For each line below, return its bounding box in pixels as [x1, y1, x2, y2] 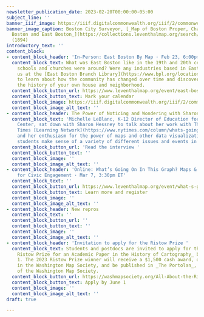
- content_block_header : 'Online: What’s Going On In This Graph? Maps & [6, 167, 197, 173]
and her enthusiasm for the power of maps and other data [17, 133, 167, 139]
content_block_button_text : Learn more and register [12, 189, 148, 195]
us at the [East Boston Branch [17, 71, 97, 77]
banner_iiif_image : [6, 20, 56, 26]
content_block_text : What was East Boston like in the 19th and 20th [12, 59, 191, 65]
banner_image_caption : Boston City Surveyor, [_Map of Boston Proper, [6, 25, 189, 32]
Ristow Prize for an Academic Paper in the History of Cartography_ [17, 251, 194, 258]
